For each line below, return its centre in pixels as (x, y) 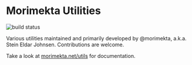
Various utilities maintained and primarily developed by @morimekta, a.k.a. (96, 38)
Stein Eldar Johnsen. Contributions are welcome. (65, 45)
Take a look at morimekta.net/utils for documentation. (71, 56)
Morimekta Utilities (53, 11)
